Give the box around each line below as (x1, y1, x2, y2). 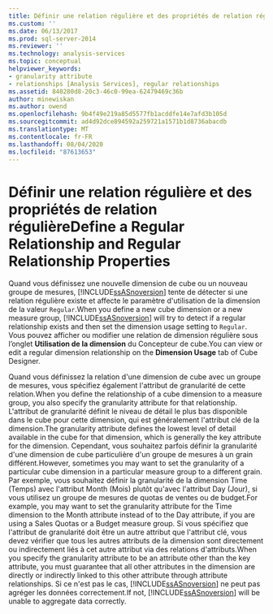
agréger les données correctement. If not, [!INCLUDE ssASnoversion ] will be (8, 588, 260, 598)
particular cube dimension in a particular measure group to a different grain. (8, 467, 262, 477)
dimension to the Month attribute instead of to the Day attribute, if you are (8, 510, 256, 520)
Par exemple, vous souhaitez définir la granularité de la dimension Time (8, 476, 248, 486)
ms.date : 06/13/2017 (8, 27, 79, 35)
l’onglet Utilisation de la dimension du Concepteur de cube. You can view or (8, 339, 263, 349)
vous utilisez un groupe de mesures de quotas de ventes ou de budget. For (8, 493, 258, 503)
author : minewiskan (8, 95, 75, 103)
